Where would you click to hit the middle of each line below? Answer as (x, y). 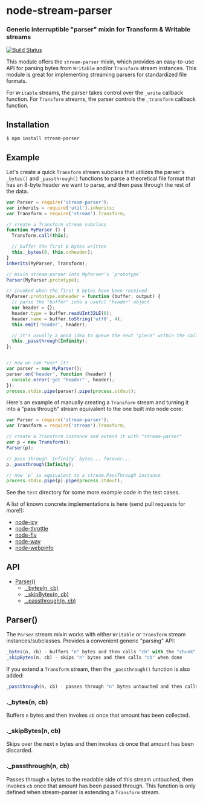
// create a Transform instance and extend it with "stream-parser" (94, 437)
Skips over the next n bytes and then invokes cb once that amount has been (100, 744)
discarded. (20, 751)
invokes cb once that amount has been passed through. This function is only (101, 786)
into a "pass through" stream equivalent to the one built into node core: (95, 409)
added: (15, 675)
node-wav (28, 542)
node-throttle (31, 529)
